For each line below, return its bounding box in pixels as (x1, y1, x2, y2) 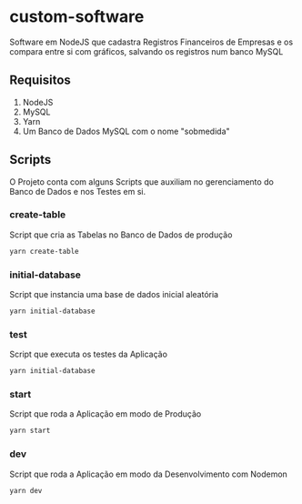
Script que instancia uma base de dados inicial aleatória (9, 289, 219, 300)
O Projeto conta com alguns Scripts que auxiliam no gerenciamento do (9, 176, 275, 187)
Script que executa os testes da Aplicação (9, 348, 168, 360)
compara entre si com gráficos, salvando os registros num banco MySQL (9, 45, 284, 56)
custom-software (9, 6, 145, 27)
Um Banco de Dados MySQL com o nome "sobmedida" (22, 126, 230, 136)
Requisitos (9, 73, 71, 88)
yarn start (9, 426, 51, 436)
